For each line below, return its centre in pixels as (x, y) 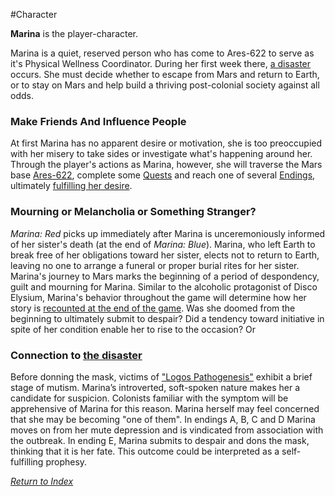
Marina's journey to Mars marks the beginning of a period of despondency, (165, 276)
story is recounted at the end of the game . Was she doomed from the (153, 308)
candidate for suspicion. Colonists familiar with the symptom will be (149, 398)
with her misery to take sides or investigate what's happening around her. (161, 154)
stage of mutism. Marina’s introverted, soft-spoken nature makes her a (155, 387)
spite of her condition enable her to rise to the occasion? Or (133, 329)
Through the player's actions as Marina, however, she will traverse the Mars (166, 165)
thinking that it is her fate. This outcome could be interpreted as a (145, 451)
